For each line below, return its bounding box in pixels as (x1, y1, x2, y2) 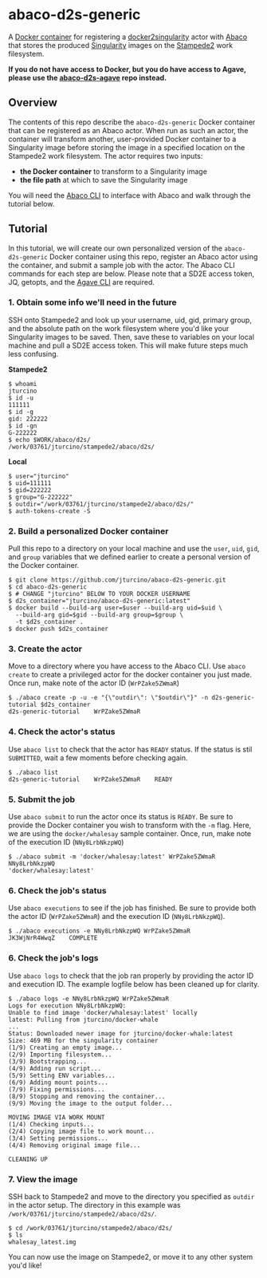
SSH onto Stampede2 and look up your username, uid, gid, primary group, (8, 315, 253, 325)
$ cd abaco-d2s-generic (8, 583, 88, 591)
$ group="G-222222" (8, 493, 73, 501)
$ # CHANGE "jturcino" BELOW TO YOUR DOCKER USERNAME (8, 590, 191, 598)
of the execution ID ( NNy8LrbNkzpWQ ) (8, 838, 124, 847)
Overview (8, 96, 58, 109)
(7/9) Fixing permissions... (8, 1085, 105, 1094)
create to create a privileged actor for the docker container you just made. (8, 670, 253, 680)
